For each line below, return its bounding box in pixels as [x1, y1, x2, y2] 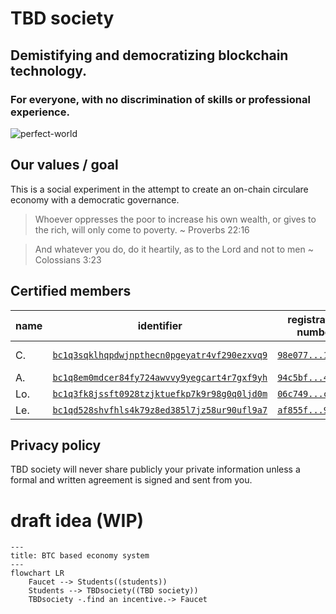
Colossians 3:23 [34, 253, 102, 266]
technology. [10, 62, 88, 79]
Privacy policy [10, 437, 102, 454]
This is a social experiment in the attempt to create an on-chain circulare [10, 183, 309, 195]
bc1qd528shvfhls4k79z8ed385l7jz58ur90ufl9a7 [52, 404, 268, 416]
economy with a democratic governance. [10, 193, 180, 206]
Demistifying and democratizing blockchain [10, 47, 289, 64]
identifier [137, 318, 183, 332]
